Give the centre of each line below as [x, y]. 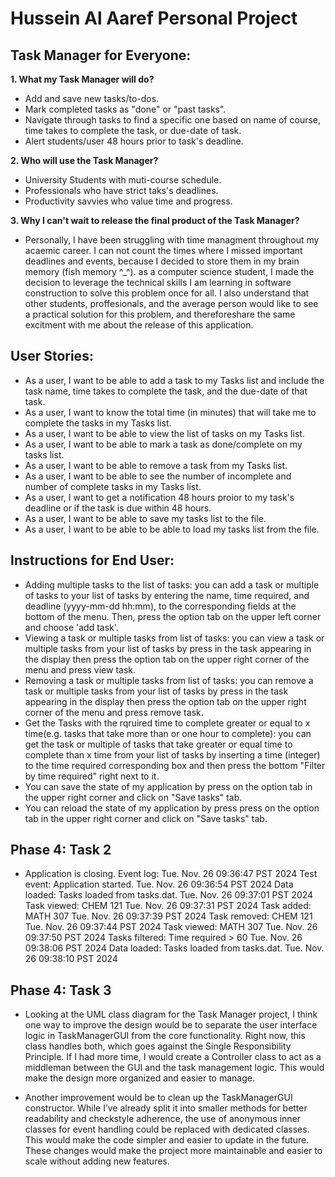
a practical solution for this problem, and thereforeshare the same [160, 314]
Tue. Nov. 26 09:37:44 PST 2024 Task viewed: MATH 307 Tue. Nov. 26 [171, 927]
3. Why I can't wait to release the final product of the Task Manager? [155, 220]
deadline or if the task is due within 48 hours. [118, 508]
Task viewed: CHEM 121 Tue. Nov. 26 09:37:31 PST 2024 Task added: [168, 906]
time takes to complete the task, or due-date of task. [133, 130]
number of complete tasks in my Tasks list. [113, 486]
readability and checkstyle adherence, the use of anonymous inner [163, 1119]
